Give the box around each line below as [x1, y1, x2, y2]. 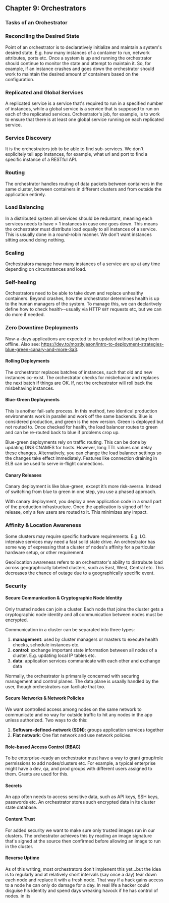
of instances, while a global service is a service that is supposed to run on [5, 105, 159, 111]
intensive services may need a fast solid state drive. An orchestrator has [5, 538, 155, 545]
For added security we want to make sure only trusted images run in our [5, 827, 155, 833]
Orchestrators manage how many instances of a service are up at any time [5, 261, 160, 267]
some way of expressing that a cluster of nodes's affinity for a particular [5, 544, 155, 550]
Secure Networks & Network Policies [5, 695, 84, 701]
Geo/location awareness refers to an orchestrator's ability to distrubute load [5, 559, 163, 565]
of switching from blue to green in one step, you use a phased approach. [5, 489, 156, 495]
